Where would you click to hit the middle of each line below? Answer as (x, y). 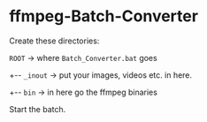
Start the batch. (38, 109)
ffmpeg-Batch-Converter (104, 16)
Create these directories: (54, 41)
